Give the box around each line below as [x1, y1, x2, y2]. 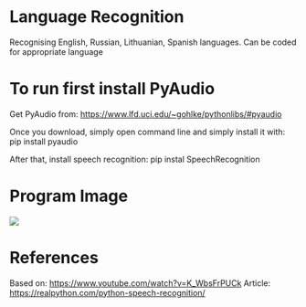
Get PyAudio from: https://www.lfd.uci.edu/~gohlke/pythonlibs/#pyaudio [9, 108, 282, 120]
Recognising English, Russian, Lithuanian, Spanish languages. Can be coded [9, 37, 297, 48]
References [9, 248, 99, 268]
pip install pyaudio [9, 135, 79, 147]
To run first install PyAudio [9, 79, 216, 100]
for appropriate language [9, 46, 103, 57]
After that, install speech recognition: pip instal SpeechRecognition [9, 153, 260, 164]
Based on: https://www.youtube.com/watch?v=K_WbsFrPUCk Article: [9, 277, 271, 289]
